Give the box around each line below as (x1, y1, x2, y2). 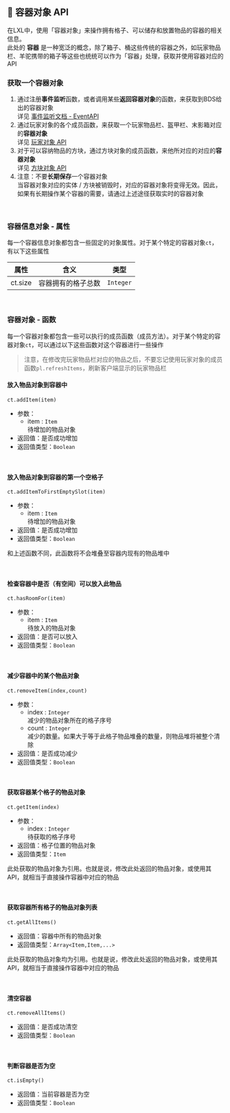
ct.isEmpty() (7, 1077, 45, 1084)
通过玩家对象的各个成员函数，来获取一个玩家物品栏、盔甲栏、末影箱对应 (16, 121, 222, 129)
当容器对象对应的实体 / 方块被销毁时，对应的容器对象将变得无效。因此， (16, 181, 222, 189)
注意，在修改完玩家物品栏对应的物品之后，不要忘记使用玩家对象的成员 (23, 355, 223, 363)
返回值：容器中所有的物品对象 (16, 932, 102, 940)
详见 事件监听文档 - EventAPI (16, 112, 100, 120)
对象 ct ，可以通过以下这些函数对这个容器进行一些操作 (12, 340, 164, 349)
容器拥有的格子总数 (38, 278, 101, 288)
